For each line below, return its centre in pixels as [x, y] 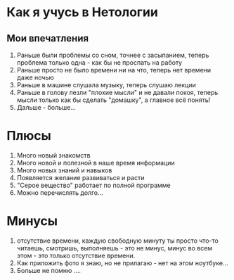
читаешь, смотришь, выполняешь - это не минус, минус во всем [115, 248]
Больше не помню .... [49, 270]
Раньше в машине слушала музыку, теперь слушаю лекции [106, 85]
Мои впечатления [48, 38]
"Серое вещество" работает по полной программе [93, 185]
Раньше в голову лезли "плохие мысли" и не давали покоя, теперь [117, 93]
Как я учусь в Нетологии [83, 12]
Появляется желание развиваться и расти [80, 177]
